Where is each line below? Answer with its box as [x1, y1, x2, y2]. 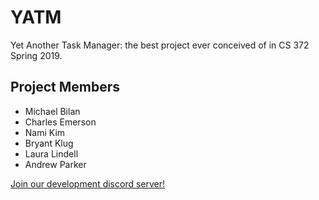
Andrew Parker [24, 158, 87, 170]
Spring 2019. [10, 49, 63, 61]
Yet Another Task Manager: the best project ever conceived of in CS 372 [10, 39, 310, 51]
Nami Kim [24, 126, 66, 138]
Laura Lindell [24, 147, 79, 160]
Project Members [10, 79, 121, 96]
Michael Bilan [24, 105, 81, 117]
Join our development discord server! [10, 177, 166, 190]
